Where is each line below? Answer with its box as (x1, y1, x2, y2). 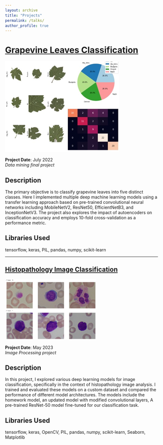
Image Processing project (5, 349, 57, 355)
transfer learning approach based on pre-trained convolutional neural (5, 199, 144, 205)
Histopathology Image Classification (5, 265, 118, 274)
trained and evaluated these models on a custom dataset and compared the (5, 387, 157, 393)
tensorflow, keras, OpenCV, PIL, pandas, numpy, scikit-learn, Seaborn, (5, 429, 146, 435)
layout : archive (5, 8, 38, 13)
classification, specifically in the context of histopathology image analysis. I (5, 381, 156, 388)
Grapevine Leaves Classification (5, 45, 138, 56)
